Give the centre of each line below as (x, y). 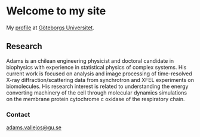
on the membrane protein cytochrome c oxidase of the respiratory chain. (96, 99)
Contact (18, 114)
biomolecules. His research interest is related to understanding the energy (97, 86)
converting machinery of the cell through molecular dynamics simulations (96, 92)
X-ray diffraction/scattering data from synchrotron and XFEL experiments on (100, 80)
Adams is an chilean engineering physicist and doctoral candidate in (90, 60)
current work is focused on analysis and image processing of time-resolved (99, 74)
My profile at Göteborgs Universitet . (50, 28)
